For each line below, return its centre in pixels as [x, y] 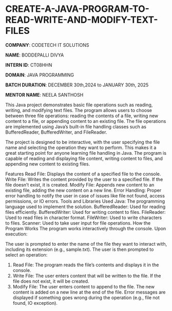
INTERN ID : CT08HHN [29, 65]
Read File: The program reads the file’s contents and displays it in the [86, 265]
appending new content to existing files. [48, 164]
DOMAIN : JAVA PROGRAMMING [40, 75]
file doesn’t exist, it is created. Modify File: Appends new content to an [80, 185]
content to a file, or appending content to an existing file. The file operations [86, 121]
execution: [16, 234]
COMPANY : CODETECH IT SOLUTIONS [47, 45]
